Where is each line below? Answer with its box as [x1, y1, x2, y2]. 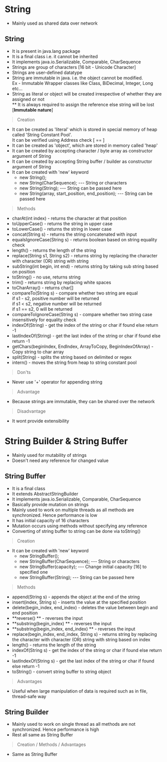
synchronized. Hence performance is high [12, 726, 99, 732]
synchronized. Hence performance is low [12, 512, 97, 518]
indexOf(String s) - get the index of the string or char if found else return [12, 647, 162, 653]
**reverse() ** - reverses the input [12, 615, 83, 621]
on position [12, 268, 36, 274]
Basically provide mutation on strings [12, 501, 89, 507]
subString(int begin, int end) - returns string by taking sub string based [12, 263, 158, 269]
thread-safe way [12, 693, 46, 699]
